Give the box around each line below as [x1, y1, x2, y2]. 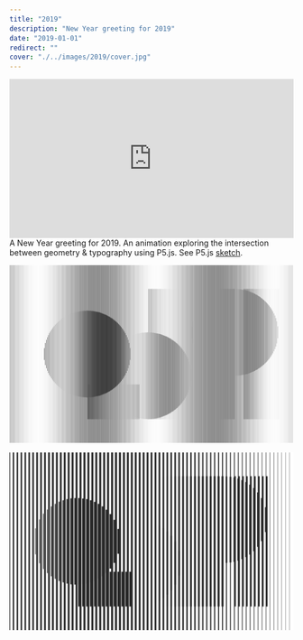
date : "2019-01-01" [9, 33, 83, 42]
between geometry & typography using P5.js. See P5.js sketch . [9, 247, 243, 258]
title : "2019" [9, 14, 63, 23]
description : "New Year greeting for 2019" [9, 23, 176, 33]
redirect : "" [9, 43, 59, 52]
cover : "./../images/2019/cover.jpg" [9, 52, 151, 62]
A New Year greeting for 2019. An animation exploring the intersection [9, 237, 269, 248]
